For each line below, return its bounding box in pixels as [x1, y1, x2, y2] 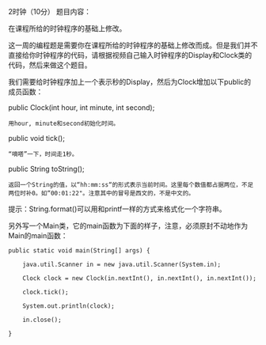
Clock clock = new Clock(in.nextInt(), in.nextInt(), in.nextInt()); [22, 275, 257, 282]
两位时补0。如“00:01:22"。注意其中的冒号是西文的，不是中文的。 [8, 189, 196, 197]
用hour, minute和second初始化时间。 [8, 119, 120, 127]
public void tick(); [8, 134, 66, 142]
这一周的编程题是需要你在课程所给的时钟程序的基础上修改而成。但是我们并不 [8, 40, 258, 50]
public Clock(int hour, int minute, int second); [8, 103, 155, 112]
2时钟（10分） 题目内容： [8, 7, 92, 16]
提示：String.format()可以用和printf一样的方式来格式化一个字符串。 [8, 204, 226, 214]
